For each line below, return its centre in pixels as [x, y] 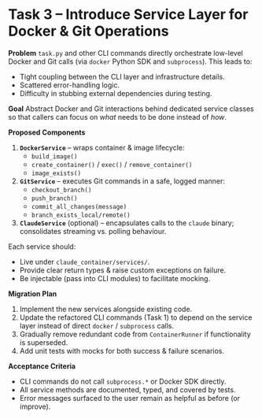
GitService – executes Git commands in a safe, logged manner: [122, 181]
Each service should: [42, 247]
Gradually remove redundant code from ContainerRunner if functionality [135, 334]
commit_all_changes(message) [79, 206]
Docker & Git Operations [89, 31]
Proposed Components [47, 132]
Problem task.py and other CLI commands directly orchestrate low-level [126, 53]
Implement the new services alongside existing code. [106, 309]
